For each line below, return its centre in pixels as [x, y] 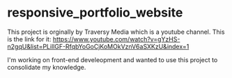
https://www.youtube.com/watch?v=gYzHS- [116, 39]
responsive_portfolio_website [95, 13]
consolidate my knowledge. [47, 67]
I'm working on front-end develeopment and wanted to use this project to [113, 59]
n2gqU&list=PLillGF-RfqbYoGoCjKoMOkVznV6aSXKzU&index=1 [98, 46]
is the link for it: [29, 39]
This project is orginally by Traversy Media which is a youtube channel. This [116, 32]
